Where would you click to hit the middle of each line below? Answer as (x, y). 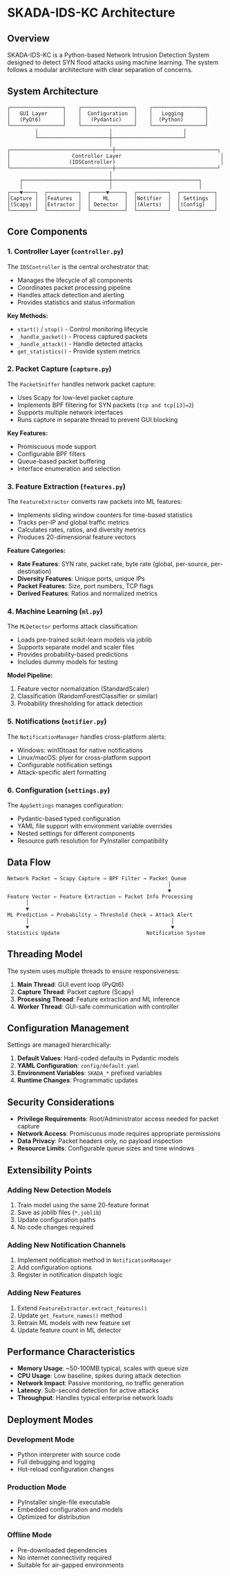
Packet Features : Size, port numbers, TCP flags (85, 586)
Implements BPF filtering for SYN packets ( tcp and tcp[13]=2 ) (106, 405)
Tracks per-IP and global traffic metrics (73, 523)
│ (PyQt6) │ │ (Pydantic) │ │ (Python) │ (108, 119)
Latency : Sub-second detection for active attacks (88, 1390)
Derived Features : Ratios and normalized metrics (87, 593)
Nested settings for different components (76, 833)
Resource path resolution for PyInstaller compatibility (93, 841)
